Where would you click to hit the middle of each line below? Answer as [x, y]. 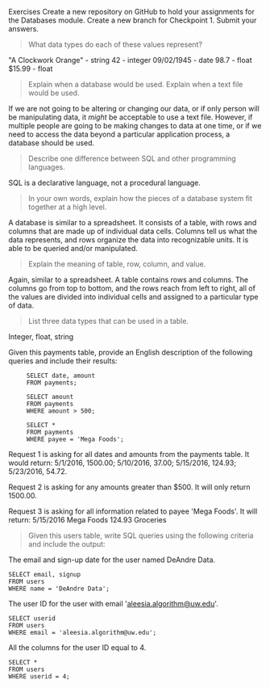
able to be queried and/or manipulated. [73, 248]
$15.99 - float [31, 69]
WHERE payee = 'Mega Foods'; [75, 439]
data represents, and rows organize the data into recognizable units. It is [129, 240]
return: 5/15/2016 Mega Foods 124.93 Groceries [87, 520]
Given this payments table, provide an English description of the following [131, 352]
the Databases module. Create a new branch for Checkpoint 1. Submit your [133, 20]
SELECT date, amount [60, 375]
